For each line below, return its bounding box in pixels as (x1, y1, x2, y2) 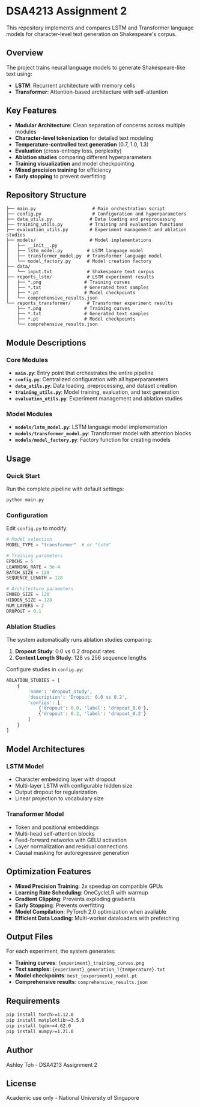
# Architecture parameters (6, 586, 74, 592)
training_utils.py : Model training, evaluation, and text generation (14, 388, 180, 396)
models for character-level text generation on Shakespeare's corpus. (6, 30, 177, 37)
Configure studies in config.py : (6, 666, 84, 673)
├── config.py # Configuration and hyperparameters (6, 211, 187, 217)
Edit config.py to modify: (6, 525, 68, 532)
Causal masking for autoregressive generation (14, 849, 130, 856)
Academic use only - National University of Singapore (6, 1094, 139, 1102)
